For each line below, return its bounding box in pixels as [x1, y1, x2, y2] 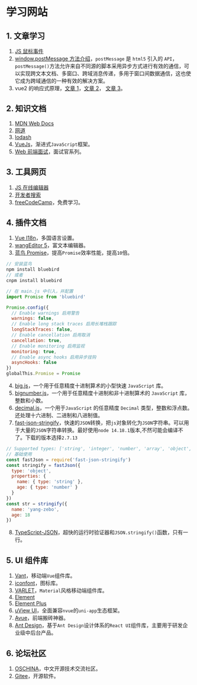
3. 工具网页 [6, 167, 47, 177]
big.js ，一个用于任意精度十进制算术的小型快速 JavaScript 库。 [14, 382, 167, 389]
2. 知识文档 [6, 104, 47, 114]
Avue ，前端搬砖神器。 [14, 614, 69, 622]
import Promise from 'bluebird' [6, 294, 86, 300]
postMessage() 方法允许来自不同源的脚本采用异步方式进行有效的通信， [14, 63, 185, 69]
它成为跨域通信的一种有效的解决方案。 [14, 78, 108, 84]
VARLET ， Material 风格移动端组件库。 [14, 587, 108, 594]
